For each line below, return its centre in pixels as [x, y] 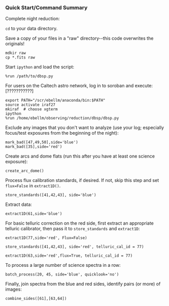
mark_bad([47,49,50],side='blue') [42, 142]
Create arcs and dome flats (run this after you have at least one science [80, 156]
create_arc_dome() [25, 171]
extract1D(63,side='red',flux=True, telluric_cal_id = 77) [69, 256]
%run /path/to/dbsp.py [29, 76]
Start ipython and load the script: [40, 67]
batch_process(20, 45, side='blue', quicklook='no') [62, 274]
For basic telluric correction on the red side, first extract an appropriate [79, 223]
